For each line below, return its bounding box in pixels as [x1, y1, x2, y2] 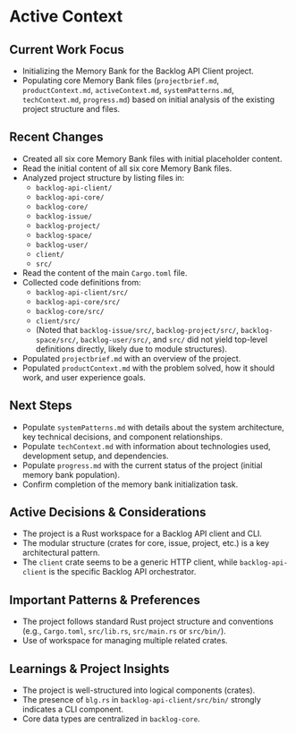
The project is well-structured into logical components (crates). [21, 685, 256, 695]
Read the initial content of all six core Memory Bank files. [21, 163, 233, 174]
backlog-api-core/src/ [35, 297, 121, 306]
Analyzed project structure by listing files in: [21, 172, 185, 183]
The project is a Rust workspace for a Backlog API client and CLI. [21, 528, 262, 539]
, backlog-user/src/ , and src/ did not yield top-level [75, 334, 268, 345]
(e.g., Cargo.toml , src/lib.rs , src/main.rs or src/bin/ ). [21, 626, 226, 636]
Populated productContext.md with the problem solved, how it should [21, 362, 275, 373]
